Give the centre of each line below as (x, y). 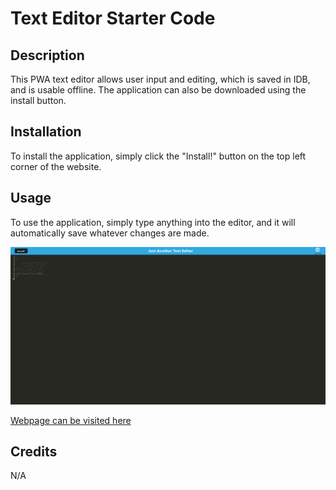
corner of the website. (56, 166)
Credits (34, 452)
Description (47, 55)
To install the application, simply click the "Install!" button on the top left (158, 156)
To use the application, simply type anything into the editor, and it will (153, 222)
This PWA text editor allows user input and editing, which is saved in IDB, (160, 79)
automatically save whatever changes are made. (110, 233)
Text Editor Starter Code (113, 18)
